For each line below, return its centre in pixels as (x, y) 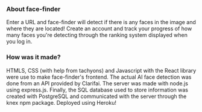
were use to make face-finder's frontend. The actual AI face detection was (99, 77)
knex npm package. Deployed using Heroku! (61, 102)
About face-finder (33, 9)
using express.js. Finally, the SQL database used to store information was (97, 90)
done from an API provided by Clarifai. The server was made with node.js (97, 83)
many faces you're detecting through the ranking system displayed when (97, 35)
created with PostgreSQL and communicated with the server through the (96, 96)
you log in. (19, 42)
